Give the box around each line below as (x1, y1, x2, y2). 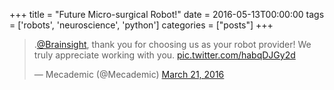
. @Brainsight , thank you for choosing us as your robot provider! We (33, 39, 312, 50)
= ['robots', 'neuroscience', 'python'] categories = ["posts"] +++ (9, 19, 274, 31)
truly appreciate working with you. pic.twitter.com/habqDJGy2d (33, 49, 296, 61)
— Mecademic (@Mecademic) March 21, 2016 (33, 69, 225, 80)
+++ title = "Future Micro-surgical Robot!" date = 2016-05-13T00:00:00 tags (9, 9, 325, 20)
